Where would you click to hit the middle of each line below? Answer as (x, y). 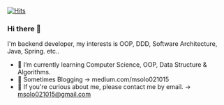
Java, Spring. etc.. (33, 51)
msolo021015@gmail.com (54, 95)
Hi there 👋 (24, 29)
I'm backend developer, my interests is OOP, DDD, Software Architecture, (112, 44)
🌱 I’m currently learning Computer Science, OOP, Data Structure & (112, 65)
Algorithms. (34, 72)
